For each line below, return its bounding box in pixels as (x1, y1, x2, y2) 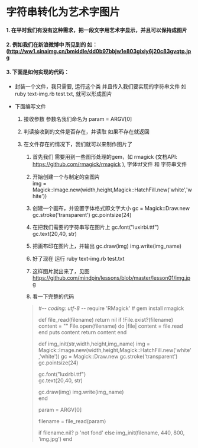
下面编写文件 (14, 103, 46, 110)
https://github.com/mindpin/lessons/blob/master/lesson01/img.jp (32, 274, 191, 281)
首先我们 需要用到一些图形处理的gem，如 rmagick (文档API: (32, 153, 177, 160)
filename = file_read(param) (38, 417, 106, 424)
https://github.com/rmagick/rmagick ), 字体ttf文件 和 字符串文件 (32, 161, 187, 168)
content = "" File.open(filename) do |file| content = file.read (38, 322, 183, 329)
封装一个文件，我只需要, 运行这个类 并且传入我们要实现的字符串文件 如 (14, 82, 187, 89)
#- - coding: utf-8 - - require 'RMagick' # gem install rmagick (38, 305, 184, 312)
